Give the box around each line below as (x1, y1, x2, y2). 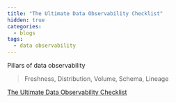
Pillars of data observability (7, 62, 86, 69)
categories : (7, 23, 42, 30)
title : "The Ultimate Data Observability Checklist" (7, 10, 163, 17)
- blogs (13, 29, 36, 37)
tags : (7, 36, 23, 43)
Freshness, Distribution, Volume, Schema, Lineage (24, 75, 169, 83)
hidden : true (7, 17, 45, 24)
